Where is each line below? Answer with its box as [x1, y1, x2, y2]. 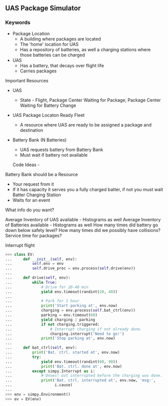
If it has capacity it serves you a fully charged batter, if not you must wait [12, 186, 163, 192]
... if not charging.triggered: [5, 322, 100, 327]
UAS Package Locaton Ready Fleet [12, 112, 85, 118]
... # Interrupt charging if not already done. [5, 326, 142, 332]
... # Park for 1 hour [5, 299, 80, 304]
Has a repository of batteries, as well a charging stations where [20, 46, 151, 52]
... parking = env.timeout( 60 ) [5, 313, 98, 318]
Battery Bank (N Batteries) [12, 137, 67, 143]
